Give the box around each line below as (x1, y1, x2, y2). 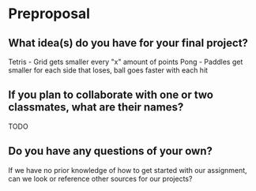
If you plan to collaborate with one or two (8, 88, 213, 102)
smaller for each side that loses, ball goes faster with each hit (8, 66, 208, 75)
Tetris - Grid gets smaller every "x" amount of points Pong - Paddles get (8, 57, 243, 66)
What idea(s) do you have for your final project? (8, 36, 249, 50)
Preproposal (8, 5, 91, 23)
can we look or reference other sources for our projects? (8, 174, 193, 183)
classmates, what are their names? (8, 100, 184, 114)
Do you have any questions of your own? (8, 144, 213, 158)
